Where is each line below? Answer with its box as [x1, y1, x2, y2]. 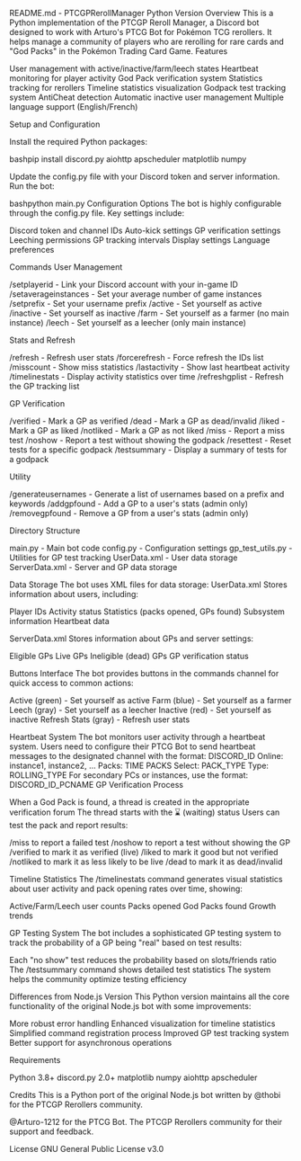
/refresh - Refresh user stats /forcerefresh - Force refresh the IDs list [9, 353, 264, 362]
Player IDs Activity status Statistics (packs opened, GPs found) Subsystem [9, 606, 286, 617]
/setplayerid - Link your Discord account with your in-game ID [9, 279, 238, 290]
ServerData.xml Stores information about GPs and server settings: [9, 633, 254, 644]
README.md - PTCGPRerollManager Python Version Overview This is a [9, 8, 274, 18]
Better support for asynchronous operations [9, 1038, 173, 1048]
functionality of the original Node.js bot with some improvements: [9, 1001, 252, 1011]
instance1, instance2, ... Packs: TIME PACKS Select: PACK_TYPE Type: [9, 760, 270, 771]
